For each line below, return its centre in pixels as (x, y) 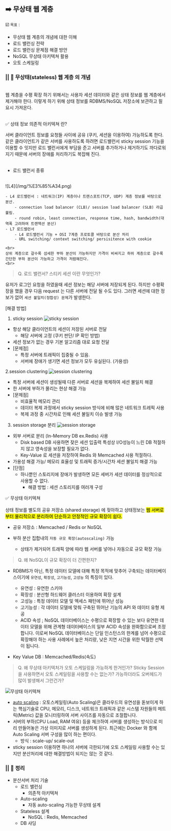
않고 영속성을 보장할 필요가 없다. (58, 449)
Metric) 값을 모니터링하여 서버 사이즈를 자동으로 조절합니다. (78, 715)
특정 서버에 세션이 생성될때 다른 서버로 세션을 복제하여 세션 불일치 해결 (83, 382)
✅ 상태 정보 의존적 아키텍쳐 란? (36, 124)
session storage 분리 (34, 425)
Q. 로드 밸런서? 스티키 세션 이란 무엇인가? (59, 274)
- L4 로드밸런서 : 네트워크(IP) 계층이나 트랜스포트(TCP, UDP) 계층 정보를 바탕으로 (83, 196)
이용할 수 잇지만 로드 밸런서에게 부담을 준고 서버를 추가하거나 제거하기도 (77, 148)
